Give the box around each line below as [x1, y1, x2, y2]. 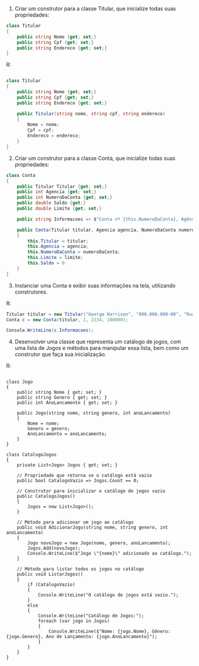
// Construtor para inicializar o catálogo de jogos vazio [17, 488, 166, 494]
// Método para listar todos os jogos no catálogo [17, 566, 145, 572]
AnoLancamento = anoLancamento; [27, 431, 108, 437]
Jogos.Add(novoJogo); [27, 545, 81, 551]
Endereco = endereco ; [27, 133, 81, 139]
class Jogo [6, 379, 33, 385]
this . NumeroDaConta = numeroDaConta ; [27, 249, 120, 255]
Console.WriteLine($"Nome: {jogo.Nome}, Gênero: [48, 629, 171, 635]
